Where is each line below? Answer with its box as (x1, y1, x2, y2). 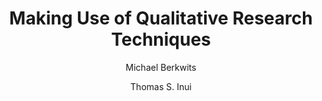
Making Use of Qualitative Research (9, 7, 313, 30)
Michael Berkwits (125, 61, 197, 73)
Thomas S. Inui (130, 80, 192, 92)
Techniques (111, 28, 211, 51)
